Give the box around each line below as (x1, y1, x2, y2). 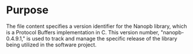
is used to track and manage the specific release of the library (26, 35, 178, 42)
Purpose (6, 3, 49, 17)
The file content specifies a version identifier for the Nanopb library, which (6, 23, 187, 30)
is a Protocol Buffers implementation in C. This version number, (6, 28, 159, 35)
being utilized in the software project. (6, 41, 97, 48)
